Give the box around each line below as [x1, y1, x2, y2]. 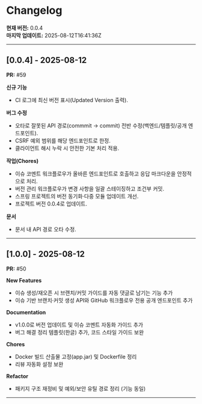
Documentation [6, 308, 46, 316]
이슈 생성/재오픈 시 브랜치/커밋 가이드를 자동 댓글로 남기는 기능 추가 [14, 289, 173, 296]
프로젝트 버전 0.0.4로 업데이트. [14, 200, 88, 207]
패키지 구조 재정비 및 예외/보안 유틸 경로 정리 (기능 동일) [14, 385, 146, 392]
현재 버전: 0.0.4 [6, 24, 43, 31]
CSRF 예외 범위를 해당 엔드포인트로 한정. [14, 136, 111, 144]
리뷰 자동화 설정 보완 [14, 360, 64, 367]
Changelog [6, 4, 63, 17]
